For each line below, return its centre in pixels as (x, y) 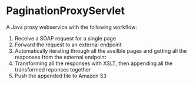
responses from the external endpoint (60, 57)
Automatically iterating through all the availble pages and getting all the (101, 50)
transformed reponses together (53, 69)
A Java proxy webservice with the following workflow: (71, 27)
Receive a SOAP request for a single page (65, 38)
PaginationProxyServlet (66, 11)
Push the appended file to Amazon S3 (61, 76)
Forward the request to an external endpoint (68, 45)
